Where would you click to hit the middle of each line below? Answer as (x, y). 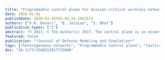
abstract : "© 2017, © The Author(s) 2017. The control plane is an (76, 32)
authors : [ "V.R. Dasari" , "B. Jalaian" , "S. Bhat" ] (59, 23)
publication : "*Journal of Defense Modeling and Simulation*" (70, 41)
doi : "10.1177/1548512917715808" (39, 50)
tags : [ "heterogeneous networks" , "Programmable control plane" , (73, 45)
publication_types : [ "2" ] (31, 28)
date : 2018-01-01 (23, 14)
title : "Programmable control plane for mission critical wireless (76, 9)
